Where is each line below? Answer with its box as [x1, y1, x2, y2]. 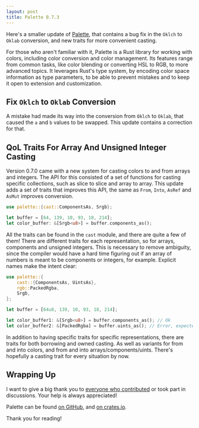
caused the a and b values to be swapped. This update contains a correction [6, 119, 192, 126]
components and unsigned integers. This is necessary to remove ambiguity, [6, 244, 191, 251]
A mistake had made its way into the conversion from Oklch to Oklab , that [6, 113, 184, 120]
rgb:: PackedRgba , [17, 285, 60, 291]
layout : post [6, 8, 38, 15]
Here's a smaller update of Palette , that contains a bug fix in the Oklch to [6, 30, 182, 37]
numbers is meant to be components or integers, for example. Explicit [6, 256, 176, 263]
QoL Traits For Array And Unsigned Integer [6, 142, 167, 152]
